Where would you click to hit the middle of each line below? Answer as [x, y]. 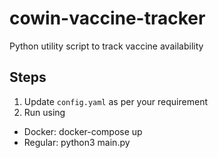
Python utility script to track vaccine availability [106, 46]
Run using [44, 112]
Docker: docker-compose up [83, 131]
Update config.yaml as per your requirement [115, 101]
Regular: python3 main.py [77, 142]
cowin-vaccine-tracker [107, 18]
